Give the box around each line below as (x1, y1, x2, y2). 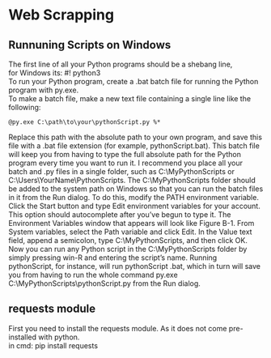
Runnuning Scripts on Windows (8, 38, 171, 52)
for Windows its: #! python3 (8, 68, 101, 78)
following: (8, 103, 41, 112)
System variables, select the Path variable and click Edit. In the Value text (8, 227, 252, 237)
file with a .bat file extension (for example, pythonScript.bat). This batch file (8, 141, 260, 151)
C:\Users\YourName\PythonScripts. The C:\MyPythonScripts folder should (8, 176, 256, 185)
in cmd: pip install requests (8, 340, 99, 350)
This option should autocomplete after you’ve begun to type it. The (8, 210, 231, 219)
